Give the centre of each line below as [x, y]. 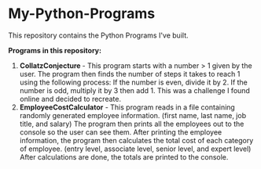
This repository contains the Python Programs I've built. [98, 35]
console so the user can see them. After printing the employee [121, 132]
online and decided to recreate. [70, 99]
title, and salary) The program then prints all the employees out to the [132, 124]
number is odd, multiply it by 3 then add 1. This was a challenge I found [134, 90]
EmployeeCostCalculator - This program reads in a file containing [127, 107]
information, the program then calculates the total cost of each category [136, 140]
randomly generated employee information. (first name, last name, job [132, 115]
